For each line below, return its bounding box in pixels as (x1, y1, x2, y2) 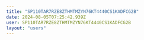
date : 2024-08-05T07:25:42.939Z (6, 14, 86, 20)
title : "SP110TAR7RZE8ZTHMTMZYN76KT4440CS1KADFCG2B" (6, 8, 139, 15)
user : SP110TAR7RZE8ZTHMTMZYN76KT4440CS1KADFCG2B (6, 19, 132, 25)
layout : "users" (6, 25, 46, 31)
